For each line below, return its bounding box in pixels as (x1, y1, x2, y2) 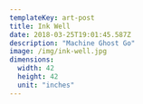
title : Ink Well (9, 22, 71, 31)
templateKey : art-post (9, 13, 95, 23)
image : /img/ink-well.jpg (9, 47, 107, 56)
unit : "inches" (17, 80, 75, 90)
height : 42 (17, 72, 59, 81)
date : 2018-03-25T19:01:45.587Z (9, 30, 131, 39)
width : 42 (17, 64, 54, 73)
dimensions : (9, 55, 54, 64)
